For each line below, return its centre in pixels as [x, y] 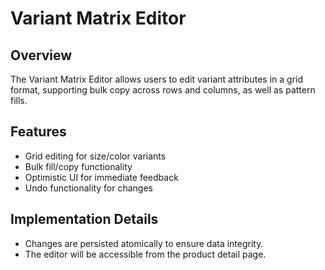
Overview [41, 55]
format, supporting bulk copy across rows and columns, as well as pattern [163, 90]
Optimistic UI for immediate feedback [101, 177]
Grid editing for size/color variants [95, 156]
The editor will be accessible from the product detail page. [145, 254]
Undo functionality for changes [88, 188]
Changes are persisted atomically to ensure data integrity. [144, 243]
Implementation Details [84, 219]
